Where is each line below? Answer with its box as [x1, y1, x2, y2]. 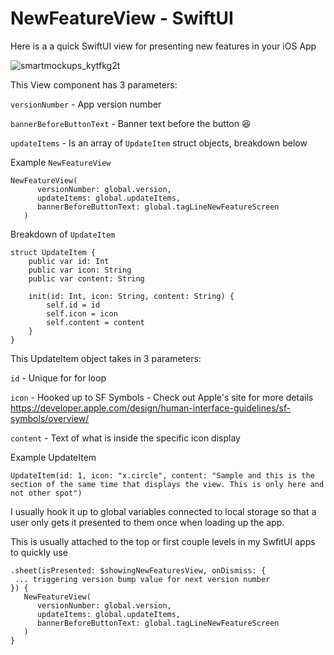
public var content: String [28, 273, 145, 284]
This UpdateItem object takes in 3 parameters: [10, 352, 202, 364]
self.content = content [46, 317, 145, 327]
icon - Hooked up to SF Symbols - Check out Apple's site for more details [10, 391, 314, 403]
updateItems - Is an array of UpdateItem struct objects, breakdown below [10, 137, 308, 149]
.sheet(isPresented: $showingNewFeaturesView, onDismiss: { [10, 565, 267, 576]
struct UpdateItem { [10, 247, 97, 257]
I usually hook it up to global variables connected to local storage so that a [10, 505, 317, 517]
